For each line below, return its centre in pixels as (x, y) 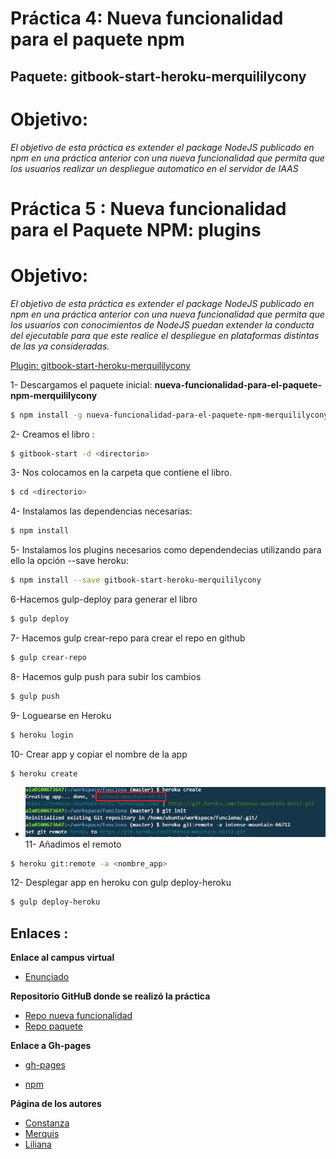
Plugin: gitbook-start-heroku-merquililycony (100, 365)
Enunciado (47, 977)
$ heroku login (42, 735)
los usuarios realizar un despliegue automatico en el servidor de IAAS (154, 168)
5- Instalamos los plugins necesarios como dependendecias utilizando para (166, 550)
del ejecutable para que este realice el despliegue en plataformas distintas (165, 335)
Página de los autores (56, 1104)
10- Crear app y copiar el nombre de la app (99, 754)
